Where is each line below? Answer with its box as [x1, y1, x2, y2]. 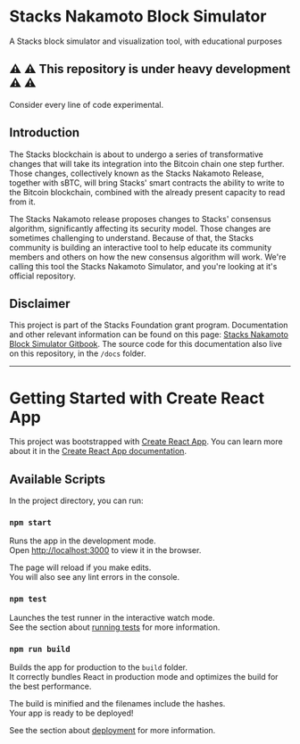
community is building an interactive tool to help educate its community [9, 242, 272, 252]
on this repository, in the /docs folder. [9, 348, 146, 359]
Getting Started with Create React [9, 388, 265, 408]
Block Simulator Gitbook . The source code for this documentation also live [9, 339, 283, 350]
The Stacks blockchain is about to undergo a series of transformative [9, 149, 263, 160]
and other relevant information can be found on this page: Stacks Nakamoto [9, 329, 288, 340]
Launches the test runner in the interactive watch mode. [9, 612, 216, 623]
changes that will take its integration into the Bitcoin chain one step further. [9, 158, 285, 169]
